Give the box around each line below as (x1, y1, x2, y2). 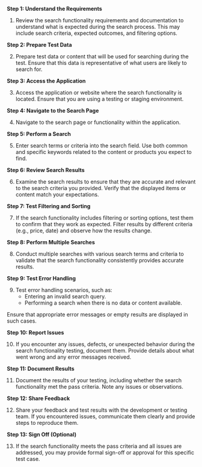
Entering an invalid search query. (24, 293, 106, 300)
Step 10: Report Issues (7, 329, 64, 336)
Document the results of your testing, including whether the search (15, 377, 182, 384)
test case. (15, 456, 40, 462)
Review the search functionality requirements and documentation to (15, 17, 184, 23)
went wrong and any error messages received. (15, 353, 132, 360)
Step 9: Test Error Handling (7, 275, 76, 282)
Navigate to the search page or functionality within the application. (15, 119, 181, 126)
